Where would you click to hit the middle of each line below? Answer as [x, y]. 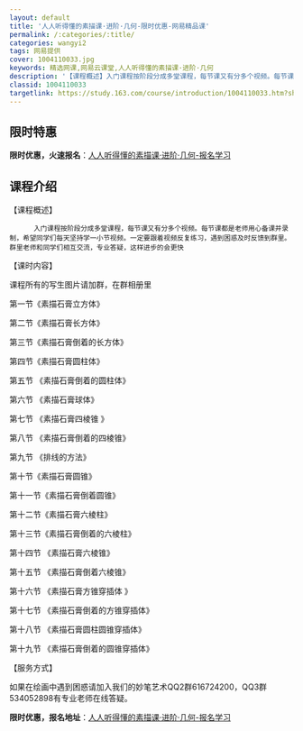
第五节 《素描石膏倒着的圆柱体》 [70, 380]
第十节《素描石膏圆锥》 [53, 476]
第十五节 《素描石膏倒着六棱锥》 [70, 572]
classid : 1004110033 [48, 85]
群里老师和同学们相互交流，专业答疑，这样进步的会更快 [97, 248]
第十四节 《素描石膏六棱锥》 [62, 553]
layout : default [40, 18]
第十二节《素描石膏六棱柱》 [61, 515]
